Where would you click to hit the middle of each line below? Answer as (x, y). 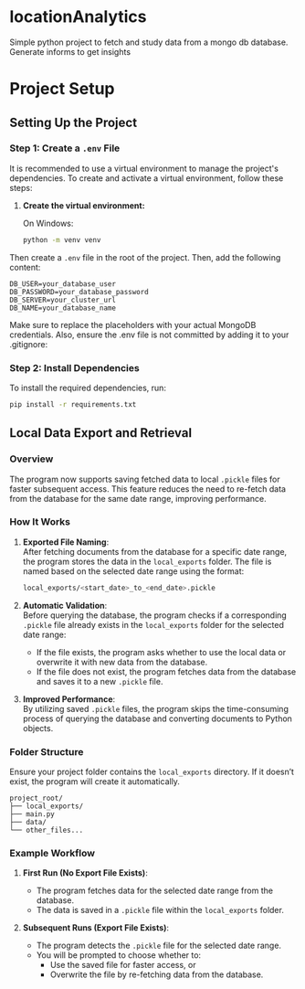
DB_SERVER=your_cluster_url (63, 300)
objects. (38, 728)
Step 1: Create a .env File (65, 148)
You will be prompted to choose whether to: (119, 955)
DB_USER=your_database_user (63, 284)
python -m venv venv (62, 239)
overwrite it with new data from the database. (122, 662)
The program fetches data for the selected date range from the (155, 891)
